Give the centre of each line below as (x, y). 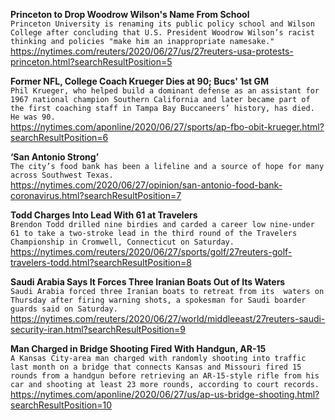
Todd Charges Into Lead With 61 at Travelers (104, 215)
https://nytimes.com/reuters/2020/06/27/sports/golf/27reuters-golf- (151, 252)
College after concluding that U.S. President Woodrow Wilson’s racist (162, 33)
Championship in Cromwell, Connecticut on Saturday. (122, 242)
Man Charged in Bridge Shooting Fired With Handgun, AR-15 (138, 348)
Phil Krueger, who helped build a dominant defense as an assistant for (165, 91)
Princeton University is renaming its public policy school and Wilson (162, 24)
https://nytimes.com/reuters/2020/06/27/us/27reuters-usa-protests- (152, 51)
